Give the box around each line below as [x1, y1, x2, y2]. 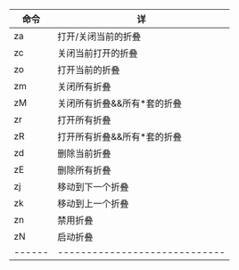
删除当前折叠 [57, 147, 111, 160]
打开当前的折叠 [57, 64, 120, 76]
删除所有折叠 [57, 164, 111, 176]
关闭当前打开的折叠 [57, 47, 138, 59]
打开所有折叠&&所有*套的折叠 [57, 131, 183, 143]
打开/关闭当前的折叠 [57, 30, 142, 43]
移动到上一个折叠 [57, 198, 129, 209]
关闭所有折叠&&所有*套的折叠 [57, 97, 183, 110]
